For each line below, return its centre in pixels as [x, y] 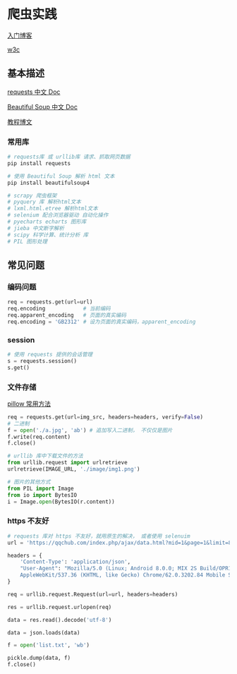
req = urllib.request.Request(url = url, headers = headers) [93, 594]
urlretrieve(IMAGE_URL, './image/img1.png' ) [74, 469]
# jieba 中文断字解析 [36, 228]
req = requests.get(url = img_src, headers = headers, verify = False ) [105, 417]
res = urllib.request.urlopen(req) [60, 607]
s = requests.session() [42, 361]
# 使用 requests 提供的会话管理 [50, 355]
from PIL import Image [41, 488]
